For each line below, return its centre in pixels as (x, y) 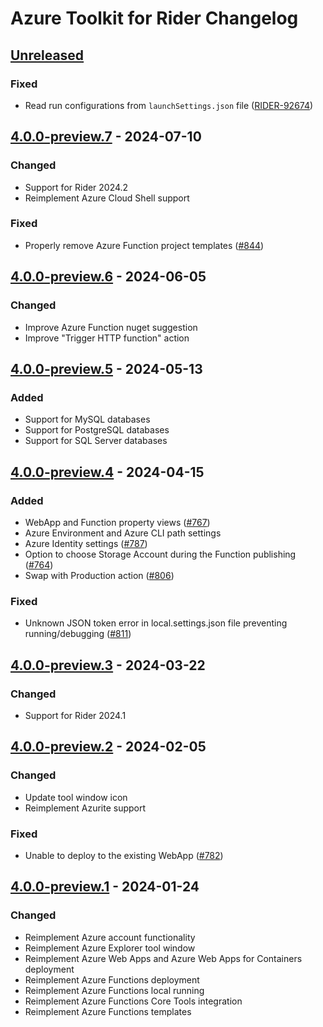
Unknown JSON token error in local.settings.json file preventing (156, 623)
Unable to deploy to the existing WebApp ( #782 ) (124, 855)
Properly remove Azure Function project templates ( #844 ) (144, 245)
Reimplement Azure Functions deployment (112, 979)
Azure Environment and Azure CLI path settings (123, 533)
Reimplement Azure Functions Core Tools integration (133, 1001)
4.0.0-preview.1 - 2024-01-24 (105, 887)
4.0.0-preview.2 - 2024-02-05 (108, 747)
